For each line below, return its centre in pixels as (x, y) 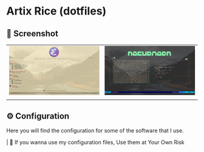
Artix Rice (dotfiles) (56, 11)
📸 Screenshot (32, 34)
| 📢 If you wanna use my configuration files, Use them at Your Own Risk (96, 142)
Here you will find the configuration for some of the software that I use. (95, 130)
